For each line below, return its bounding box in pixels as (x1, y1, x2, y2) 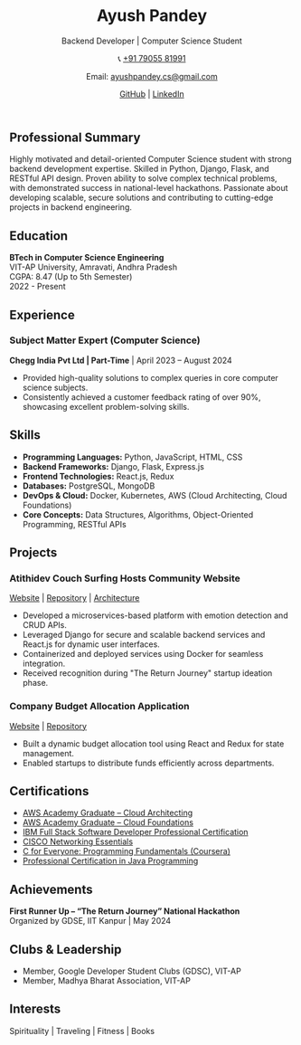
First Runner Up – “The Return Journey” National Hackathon (9, 906, 240, 917)
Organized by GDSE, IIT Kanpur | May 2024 (9, 916, 172, 926)
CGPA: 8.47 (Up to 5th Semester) (9, 271, 133, 282)
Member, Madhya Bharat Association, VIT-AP (22, 975, 192, 986)
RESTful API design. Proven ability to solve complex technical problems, (9, 173, 277, 184)
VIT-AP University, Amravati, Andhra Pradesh (9, 261, 178, 272)
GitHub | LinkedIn (119, 88, 184, 100)
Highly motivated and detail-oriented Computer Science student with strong (9, 154, 292, 165)
